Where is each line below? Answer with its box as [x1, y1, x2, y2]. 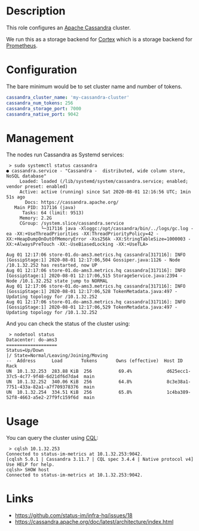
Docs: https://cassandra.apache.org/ [25, 200, 119, 206]
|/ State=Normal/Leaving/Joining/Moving [6, 352, 109, 359]
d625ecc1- [166, 369, 191, 375]
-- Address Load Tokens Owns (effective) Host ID [6, 358, 183, 364]
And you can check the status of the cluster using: [6, 320, 130, 327]
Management [6, 131, 74, 145]
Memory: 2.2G [19, 215, 52, 221]
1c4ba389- [166, 390, 191, 396]
